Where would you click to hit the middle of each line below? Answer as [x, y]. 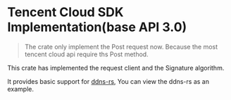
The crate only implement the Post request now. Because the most [121, 46]
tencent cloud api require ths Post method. [87, 54]
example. [20, 89]
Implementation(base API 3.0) [97, 27]
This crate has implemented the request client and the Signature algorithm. [116, 68]
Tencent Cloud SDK [65, 12]
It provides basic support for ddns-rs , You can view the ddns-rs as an [108, 81]
